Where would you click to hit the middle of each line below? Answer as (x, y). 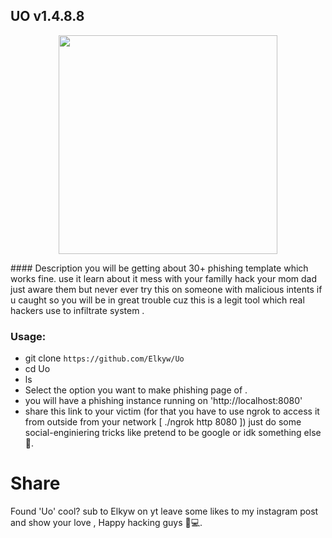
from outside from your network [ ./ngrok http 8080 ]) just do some (163, 422)
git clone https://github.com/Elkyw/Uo (104, 358)
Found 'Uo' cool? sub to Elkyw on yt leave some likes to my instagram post (164, 511)
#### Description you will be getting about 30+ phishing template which (159, 268)
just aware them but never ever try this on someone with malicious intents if (166, 289)
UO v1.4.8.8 (47, 16)
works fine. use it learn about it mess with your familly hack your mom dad (164, 278)
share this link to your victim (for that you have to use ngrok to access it (172, 411)
